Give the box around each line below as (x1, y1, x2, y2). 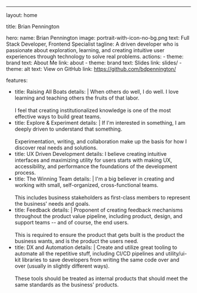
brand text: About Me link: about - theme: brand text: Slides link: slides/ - (6, 59, 182, 66)
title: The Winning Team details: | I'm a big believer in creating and (14, 175, 175, 182)
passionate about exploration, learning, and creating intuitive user (6, 47, 165, 53)
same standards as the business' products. (14, 281, 119, 288)
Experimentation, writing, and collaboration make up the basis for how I (14, 138, 187, 145)
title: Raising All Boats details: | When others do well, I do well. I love (14, 88, 179, 95)
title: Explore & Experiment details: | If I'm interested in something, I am (14, 120, 186, 126)
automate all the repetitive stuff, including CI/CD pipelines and (14, 250, 165, 257)
